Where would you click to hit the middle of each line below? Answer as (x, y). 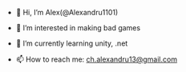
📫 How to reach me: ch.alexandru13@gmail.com (97, 59)
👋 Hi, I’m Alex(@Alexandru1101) (67, 12)
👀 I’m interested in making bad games (78, 28)
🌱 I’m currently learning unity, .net (72, 43)
